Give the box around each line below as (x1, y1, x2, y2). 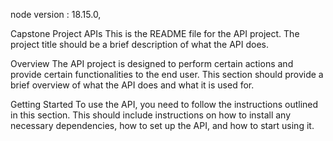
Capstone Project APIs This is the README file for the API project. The (10, 28, 300, 39)
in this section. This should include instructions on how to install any (10, 109, 292, 121)
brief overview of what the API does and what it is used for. (10, 79, 255, 91)
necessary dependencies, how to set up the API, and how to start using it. (10, 120, 315, 131)
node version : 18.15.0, (10, 9, 102, 20)
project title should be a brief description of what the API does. (10, 39, 269, 50)
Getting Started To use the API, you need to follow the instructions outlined (10, 99, 319, 110)
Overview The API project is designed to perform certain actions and (10, 58, 294, 69)
